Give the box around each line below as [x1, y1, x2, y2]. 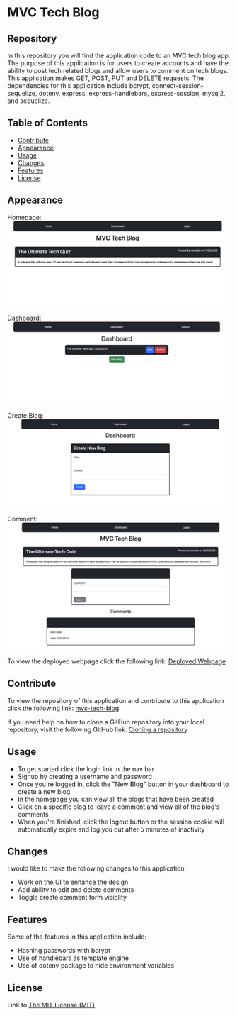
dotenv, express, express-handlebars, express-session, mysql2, [38, 89, 226, 97]
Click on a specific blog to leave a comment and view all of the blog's [17, 802, 220, 811]
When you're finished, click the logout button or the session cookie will [17, 817, 225, 826]
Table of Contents [7, 117, 88, 129]
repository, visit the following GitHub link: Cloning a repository [7, 725, 188, 734]
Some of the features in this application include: [7, 932, 147, 941]
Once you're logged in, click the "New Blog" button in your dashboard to [17, 780, 229, 788]
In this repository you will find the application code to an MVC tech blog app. [7, 51, 231, 60]
